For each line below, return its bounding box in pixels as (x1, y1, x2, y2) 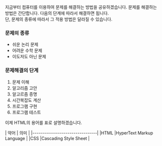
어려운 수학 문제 (12, 48, 42, 53)
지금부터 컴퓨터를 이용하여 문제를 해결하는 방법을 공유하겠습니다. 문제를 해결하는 (5, 4, 157, 10)
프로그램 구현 (12, 103, 37, 109)
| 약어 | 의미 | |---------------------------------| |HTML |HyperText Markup (5, 130, 153, 136)
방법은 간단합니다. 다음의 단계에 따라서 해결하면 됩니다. (5, 10, 109, 16)
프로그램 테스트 (12, 109, 41, 115)
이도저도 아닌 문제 (12, 54, 46, 60)
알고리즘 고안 (12, 85, 37, 91)
